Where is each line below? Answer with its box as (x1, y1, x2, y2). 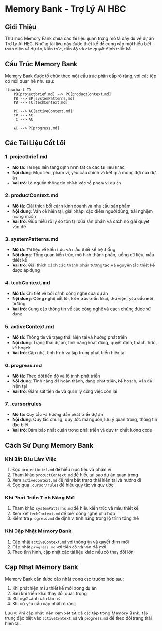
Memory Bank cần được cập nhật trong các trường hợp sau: (5, 576, 124, 582)
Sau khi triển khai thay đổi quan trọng (12, 591, 87, 597)
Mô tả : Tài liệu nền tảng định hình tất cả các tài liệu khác (12, 164, 125, 170)
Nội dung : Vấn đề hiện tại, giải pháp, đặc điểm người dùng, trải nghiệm (12, 208, 153, 214)
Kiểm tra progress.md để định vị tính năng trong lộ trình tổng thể (12, 515, 139, 521)
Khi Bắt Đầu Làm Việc (5, 455, 57, 462)
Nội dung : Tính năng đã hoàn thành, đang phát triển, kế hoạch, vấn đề (12, 378, 152, 384)
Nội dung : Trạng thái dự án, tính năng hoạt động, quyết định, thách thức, (12, 339, 157, 345)
